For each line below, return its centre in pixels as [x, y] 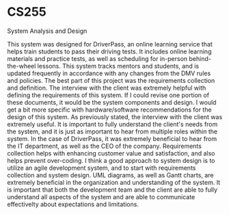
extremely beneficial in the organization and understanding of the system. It [114, 182]
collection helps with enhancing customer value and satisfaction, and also [111, 153]
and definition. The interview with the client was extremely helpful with [107, 88]
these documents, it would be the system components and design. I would [112, 102]
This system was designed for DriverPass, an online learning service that [110, 44]
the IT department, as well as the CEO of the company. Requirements [104, 146]
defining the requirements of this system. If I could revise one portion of [108, 95]
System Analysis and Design [47, 31]
